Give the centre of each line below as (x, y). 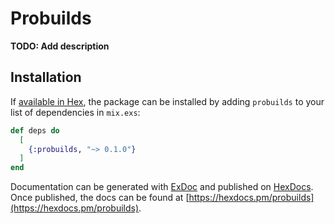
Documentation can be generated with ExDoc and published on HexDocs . (162, 187)
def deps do (35, 130)
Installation (46, 77)
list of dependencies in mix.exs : (75, 112)
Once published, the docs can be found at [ (100, 198)
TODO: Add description (60, 46)
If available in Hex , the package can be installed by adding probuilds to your (167, 101)
